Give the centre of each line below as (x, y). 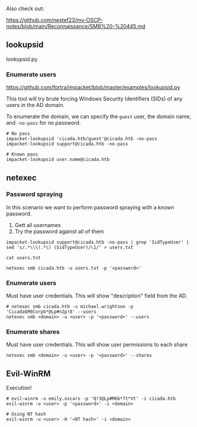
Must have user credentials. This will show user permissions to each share (97, 345)
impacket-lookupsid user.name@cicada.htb (58, 160)
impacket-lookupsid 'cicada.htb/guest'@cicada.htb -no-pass (82, 139)
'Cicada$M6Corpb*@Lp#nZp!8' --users (51, 312)
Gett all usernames (38, 225)
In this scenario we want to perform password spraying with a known (90, 207)
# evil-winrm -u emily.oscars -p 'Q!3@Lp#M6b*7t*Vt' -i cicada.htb (91, 399)
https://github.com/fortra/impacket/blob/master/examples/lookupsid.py (93, 88)
